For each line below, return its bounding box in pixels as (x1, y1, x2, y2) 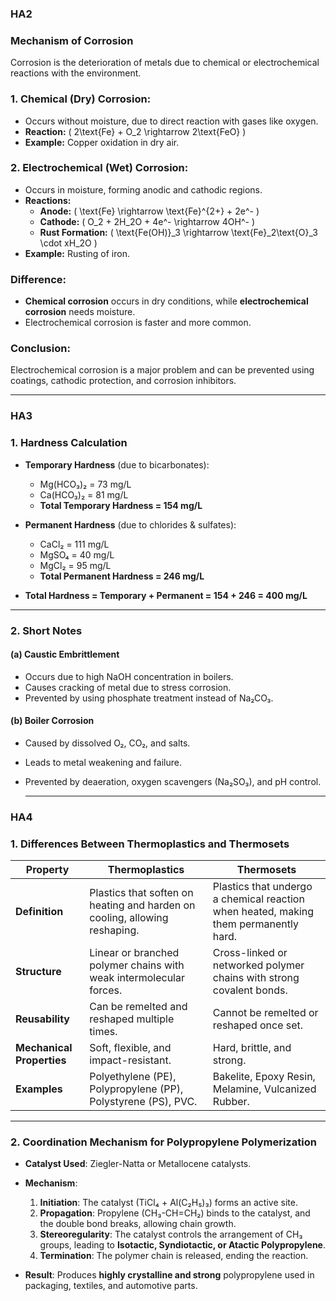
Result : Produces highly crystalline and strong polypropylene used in (24, 1269, 315, 1281)
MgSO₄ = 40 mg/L (39, 548, 115, 561)
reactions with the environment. (10, 67, 142, 79)
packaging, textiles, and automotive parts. (24, 1280, 198, 1292)
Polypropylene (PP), (89, 1082, 184, 1096)
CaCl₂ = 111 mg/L (39, 538, 110, 550)
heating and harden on (89, 898, 196, 912)
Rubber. (212, 1095, 250, 1109)
